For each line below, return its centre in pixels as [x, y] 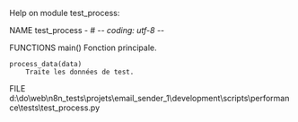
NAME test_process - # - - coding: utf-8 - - [87, 30]
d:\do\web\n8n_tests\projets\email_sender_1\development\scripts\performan [149, 98]
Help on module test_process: [65, 13]
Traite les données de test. [80, 72]
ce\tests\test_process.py [55, 108]
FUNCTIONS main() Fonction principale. [83, 48]
